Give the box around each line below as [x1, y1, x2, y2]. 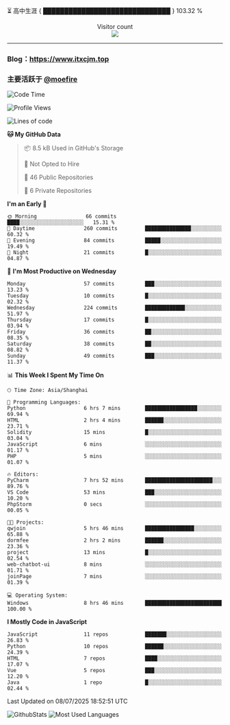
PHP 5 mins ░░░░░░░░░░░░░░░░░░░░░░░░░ [7, 453, 222, 460]
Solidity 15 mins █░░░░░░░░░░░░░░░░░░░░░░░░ [7, 429, 222, 436]
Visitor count [97, 23, 133, 30]
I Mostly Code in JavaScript [7, 618, 88, 626]
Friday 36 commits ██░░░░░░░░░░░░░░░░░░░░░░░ [7, 329, 222, 336]
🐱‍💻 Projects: [7, 519, 44, 526]
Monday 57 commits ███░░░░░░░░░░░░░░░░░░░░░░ [7, 281, 222, 288]
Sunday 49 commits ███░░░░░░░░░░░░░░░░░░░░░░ [7, 353, 222, 360]
